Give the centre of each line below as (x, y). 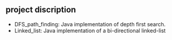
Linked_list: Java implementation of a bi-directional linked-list (90, 30)
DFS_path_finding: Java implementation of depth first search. (90, 24)
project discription (41, 10)
